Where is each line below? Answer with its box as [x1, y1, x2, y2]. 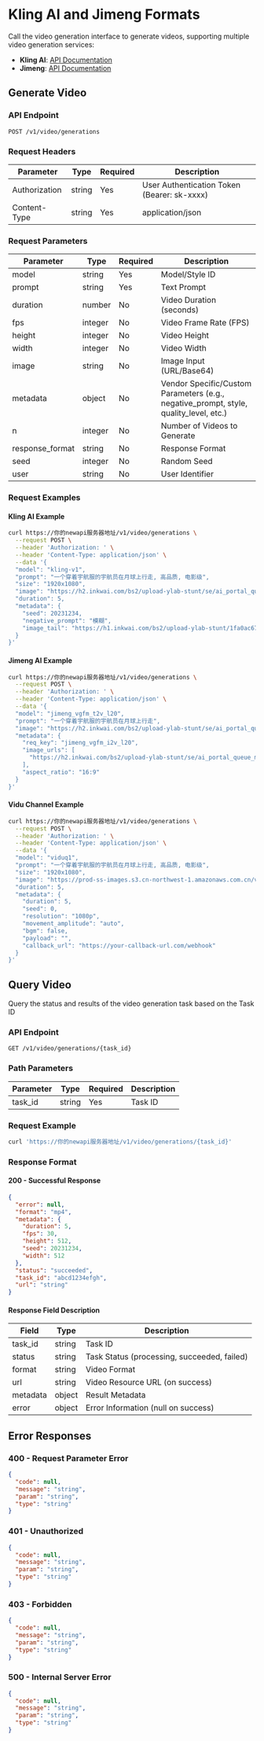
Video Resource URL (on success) [85, 1377, 212, 1388]
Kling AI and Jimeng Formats [8, 6, 200, 24]
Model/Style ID [160, 269, 216, 280]
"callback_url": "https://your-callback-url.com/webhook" [22, 941, 216, 949]
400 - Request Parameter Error [8, 1452, 129, 1463]
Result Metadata [85, 1389, 146, 1401]
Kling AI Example [8, 511, 65, 521]
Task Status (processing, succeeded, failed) [85, 1351, 248, 1362]
